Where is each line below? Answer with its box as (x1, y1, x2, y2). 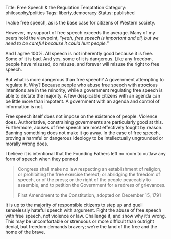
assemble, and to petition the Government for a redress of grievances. (17, 182, 166, 188)
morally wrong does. (5, 140, 48, 147)
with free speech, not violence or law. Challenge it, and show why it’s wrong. (5, 213, 166, 219)
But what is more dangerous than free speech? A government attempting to (5, 77, 164, 82)
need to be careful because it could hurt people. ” (5, 40, 109, 46)
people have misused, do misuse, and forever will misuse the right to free (5, 61, 160, 67)
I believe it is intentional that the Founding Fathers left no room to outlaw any (5, 151, 166, 156)
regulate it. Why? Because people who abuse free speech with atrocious (5, 82, 158, 88)
